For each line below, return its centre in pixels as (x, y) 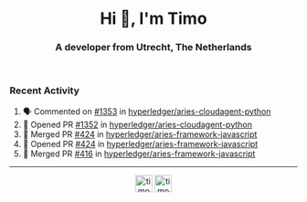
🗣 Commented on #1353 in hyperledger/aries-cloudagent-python (147, 111)
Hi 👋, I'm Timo (153, 19)
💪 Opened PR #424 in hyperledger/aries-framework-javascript (140, 144)
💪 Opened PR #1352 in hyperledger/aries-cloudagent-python (138, 124)
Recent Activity (45, 90)
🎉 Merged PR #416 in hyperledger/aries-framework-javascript (139, 154)
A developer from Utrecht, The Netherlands (153, 48)
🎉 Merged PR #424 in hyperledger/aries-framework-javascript (140, 134)
